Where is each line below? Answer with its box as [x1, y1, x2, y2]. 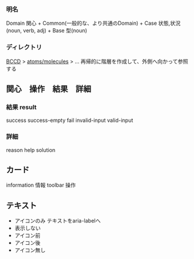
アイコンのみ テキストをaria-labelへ [14, 217, 101, 224]
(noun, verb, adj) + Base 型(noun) [6, 27, 88, 34]
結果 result [6, 103, 37, 111]
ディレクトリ [6, 43, 42, 51]
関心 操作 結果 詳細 [6, 84, 91, 94]
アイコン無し [14, 247, 46, 254]
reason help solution [6, 146, 56, 154]
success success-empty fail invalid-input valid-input [6, 117, 133, 124]
